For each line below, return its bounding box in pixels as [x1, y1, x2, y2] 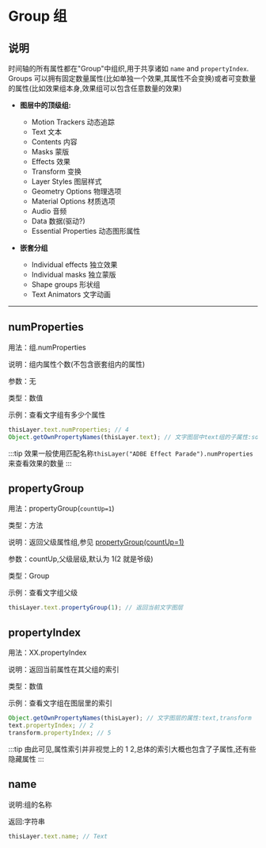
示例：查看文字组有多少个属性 [8, 410, 105, 419]
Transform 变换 [31, 167, 82, 176]
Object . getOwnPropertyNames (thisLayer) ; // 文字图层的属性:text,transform [8, 714, 252, 722]
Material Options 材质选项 [31, 197, 116, 206]
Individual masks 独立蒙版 [31, 270, 116, 279]
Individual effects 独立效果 [31, 260, 118, 269]
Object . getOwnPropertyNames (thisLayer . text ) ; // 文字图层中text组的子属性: [8, 433, 252, 441]
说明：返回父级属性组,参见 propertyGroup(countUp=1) [8, 537, 184, 547]
